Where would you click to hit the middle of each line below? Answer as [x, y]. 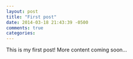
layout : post [22, 11]
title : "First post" [32, 17]
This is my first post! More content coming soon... [66, 50]
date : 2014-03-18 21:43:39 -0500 [47, 22]
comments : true [25, 28]
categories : [21, 33]
